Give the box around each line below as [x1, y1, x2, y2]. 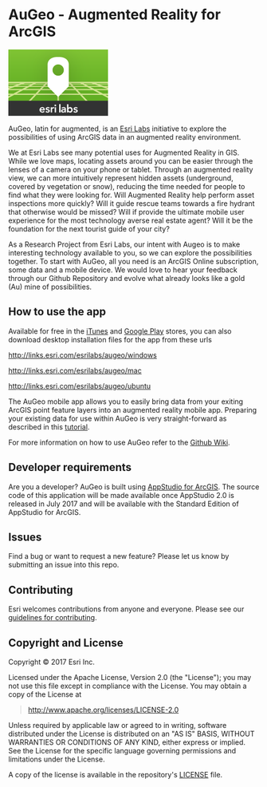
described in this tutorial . [8, 421, 90, 432]
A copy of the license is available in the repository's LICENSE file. [8, 770, 223, 779]
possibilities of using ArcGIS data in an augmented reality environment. [8, 132, 241, 141]
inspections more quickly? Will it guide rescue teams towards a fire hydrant [8, 198, 255, 208]
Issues [8, 530, 42, 544]
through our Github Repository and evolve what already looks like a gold [8, 273, 245, 283]
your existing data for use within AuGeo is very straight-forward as [8, 413, 227, 423]
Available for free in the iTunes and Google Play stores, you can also [8, 326, 232, 336]
